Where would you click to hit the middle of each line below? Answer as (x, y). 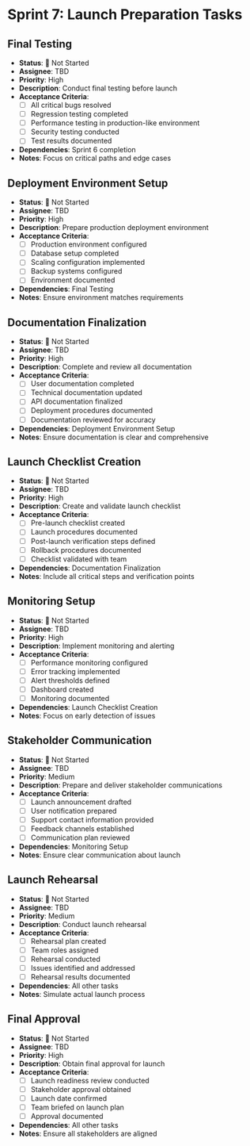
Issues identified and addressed (83, 968)
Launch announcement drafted (81, 802)
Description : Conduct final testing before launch (98, 88)
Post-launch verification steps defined (93, 541)
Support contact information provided (92, 819)
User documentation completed (82, 384)
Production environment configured (89, 244)
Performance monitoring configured (89, 662)
